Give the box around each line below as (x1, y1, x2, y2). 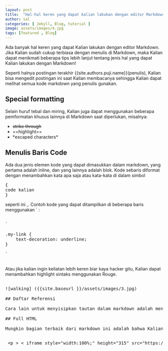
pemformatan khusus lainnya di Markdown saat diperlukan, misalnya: (5, 113, 148, 119)
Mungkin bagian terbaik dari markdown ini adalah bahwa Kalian (5, 325, 163, 331)
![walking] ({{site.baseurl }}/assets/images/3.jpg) (5, 285, 137, 291)
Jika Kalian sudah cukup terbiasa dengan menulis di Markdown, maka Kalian (5, 49, 163, 55)
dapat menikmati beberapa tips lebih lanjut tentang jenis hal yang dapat (5, 55, 152, 60)
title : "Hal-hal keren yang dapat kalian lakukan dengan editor (5, 12, 144, 17)
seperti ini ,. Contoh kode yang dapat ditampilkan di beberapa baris (5, 201, 144, 207)
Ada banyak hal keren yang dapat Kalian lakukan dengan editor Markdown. (5, 44, 160, 50)
